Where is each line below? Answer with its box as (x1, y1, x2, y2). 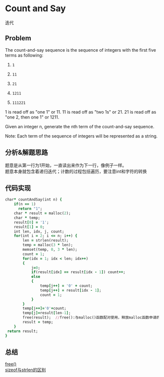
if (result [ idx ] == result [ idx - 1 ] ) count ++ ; (31, 270, 125, 275)
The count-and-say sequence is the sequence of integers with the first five (5, 47, 156, 53)
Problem (5, 34, 32, 42)
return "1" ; (18, 206, 42, 211)
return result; (7, 329, 38, 334)
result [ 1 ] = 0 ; (14, 224, 45, 229)
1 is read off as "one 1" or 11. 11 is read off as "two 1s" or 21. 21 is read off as (5, 109, 156, 115)
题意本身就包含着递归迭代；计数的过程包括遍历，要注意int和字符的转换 (5, 168, 147, 174)
